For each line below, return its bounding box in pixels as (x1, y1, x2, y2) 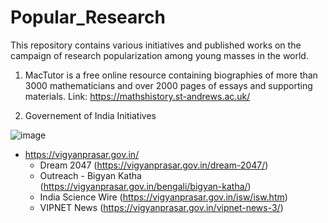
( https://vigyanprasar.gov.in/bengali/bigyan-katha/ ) (39, 180, 252, 192)
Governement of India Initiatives (24, 109, 157, 121)
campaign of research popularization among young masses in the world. (10, 49, 309, 61)
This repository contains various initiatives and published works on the (10, 39, 302, 51)
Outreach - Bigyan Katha (39, 169, 142, 181)
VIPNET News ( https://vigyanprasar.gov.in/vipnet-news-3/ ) (39, 201, 284, 213)
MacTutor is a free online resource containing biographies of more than (24, 69, 318, 81)
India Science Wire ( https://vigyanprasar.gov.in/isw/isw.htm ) (39, 191, 288, 203)
